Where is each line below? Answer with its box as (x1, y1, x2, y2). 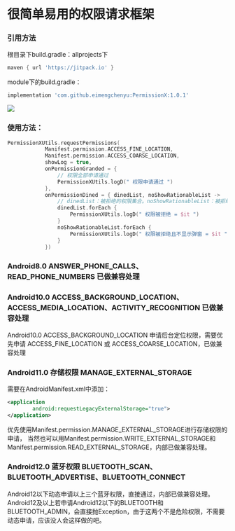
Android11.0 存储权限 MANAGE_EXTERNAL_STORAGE (7, 367, 192, 377)
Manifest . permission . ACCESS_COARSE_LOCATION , (44, 152, 180, 160)
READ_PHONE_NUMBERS (7, 272, 96, 282)
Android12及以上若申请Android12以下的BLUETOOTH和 (7, 498, 164, 506)
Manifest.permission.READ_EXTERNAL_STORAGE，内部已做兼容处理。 (7, 443, 211, 451)
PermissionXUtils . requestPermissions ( (7, 139, 120, 146)
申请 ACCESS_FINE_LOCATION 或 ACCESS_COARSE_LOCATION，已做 (13, 339, 217, 347)
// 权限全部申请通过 (57, 172, 109, 179)
